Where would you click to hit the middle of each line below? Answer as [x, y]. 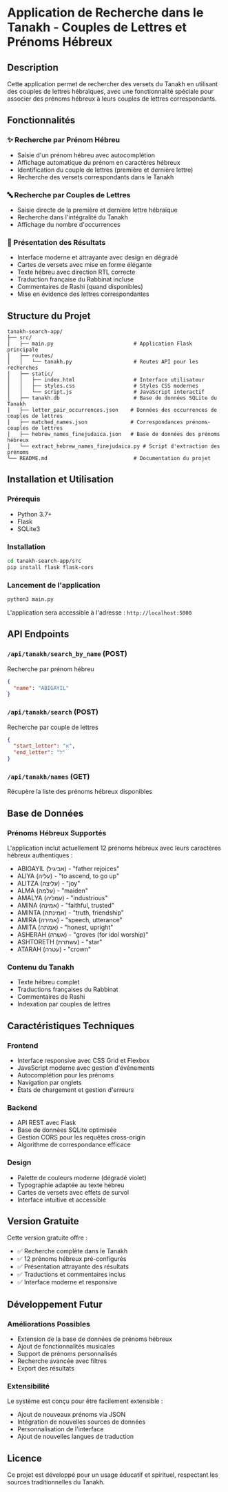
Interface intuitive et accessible [62, 1200]
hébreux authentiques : [40, 855]
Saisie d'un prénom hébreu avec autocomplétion [86, 155]
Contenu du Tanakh [41, 967]
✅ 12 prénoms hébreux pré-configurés [72, 1259]
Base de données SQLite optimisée [67, 1130]
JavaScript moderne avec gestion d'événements [86, 1068]
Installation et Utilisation [61, 480]
